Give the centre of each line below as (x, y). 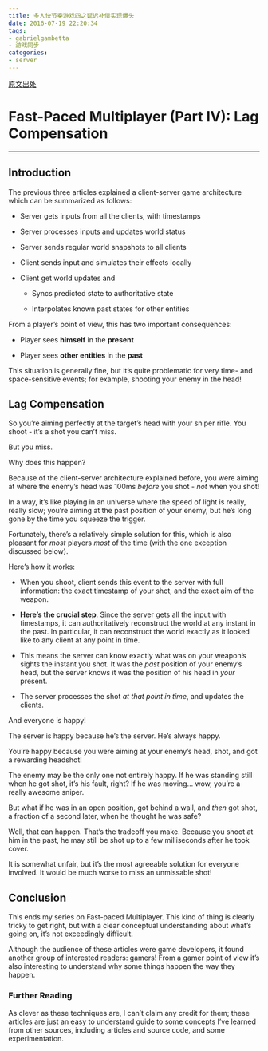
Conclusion (37, 897)
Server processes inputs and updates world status (102, 231)
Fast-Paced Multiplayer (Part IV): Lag (134, 117)
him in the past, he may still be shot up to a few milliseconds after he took (129, 840)
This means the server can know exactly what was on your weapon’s (133, 656)
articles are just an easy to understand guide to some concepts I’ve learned (132, 1021)
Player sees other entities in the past (81, 355)
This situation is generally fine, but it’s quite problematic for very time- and (130, 370)
